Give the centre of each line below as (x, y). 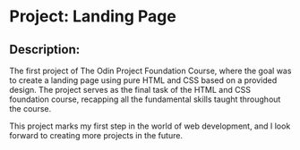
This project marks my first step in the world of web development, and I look (150, 126)
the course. (30, 108)
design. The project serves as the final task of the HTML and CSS (130, 90)
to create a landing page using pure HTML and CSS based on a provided (143, 80)
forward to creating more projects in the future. (96, 135)
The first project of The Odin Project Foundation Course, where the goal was (150, 71)
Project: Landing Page (93, 17)
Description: (45, 50)
